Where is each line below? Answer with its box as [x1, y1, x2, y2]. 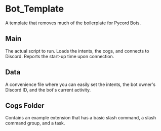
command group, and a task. [5, 120, 65, 126]
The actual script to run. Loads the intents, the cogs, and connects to [5, 48, 149, 54]
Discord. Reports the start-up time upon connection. [5, 53, 114, 59]
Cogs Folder [5, 101, 45, 110]
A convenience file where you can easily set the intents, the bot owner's [5, 81, 156, 88]
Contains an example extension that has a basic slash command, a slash [5, 115, 156, 121]
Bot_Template [5, 3, 64, 15]
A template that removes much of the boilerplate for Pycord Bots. [5, 20, 141, 26]
